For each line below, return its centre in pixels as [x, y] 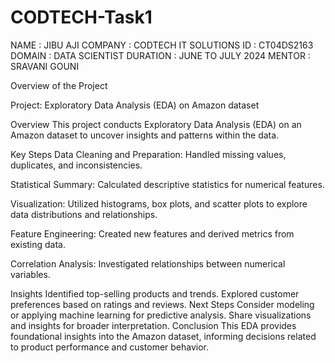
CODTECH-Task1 [81, 17]
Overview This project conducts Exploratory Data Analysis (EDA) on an [156, 124]
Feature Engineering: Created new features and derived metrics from [152, 233]
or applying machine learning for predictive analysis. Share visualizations [161, 315]
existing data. [38, 244]
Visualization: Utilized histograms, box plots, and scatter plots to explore [159, 203]
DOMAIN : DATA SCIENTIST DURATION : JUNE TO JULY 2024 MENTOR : [160, 55]
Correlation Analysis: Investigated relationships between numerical [148, 263]
